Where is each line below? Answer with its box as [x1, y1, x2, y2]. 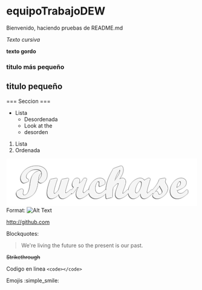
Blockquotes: [6, 230, 39, 237]
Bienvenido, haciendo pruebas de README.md [6, 24, 123, 31]
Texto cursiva [6, 36, 41, 43]
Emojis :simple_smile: [6, 277, 59, 285]
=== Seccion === [6, 97, 51, 105]
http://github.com [6, 219, 50, 226]
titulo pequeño [6, 82, 63, 92]
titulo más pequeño [6, 62, 65, 71]
